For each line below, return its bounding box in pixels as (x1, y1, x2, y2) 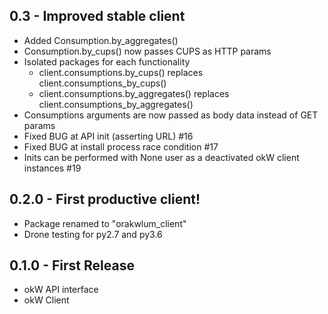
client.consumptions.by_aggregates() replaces (38, 87, 230, 99)
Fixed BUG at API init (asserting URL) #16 (23, 130, 194, 142)
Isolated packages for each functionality (23, 55, 191, 68)
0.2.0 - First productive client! (9, 191, 201, 208)
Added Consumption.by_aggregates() (23, 34, 179, 46)
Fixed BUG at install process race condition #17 (23, 140, 219, 153)
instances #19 (23, 162, 82, 174)
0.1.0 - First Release (9, 257, 135, 274)
